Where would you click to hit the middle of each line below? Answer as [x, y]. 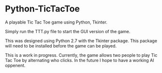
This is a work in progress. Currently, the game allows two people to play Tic [81, 55]
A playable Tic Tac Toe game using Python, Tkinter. [56, 22]
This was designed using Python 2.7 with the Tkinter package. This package [81, 41]
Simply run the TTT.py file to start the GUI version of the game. [68, 31]
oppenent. [15, 65]
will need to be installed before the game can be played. [61, 46]
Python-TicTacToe [42, 9]
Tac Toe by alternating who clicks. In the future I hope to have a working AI [80, 60]
